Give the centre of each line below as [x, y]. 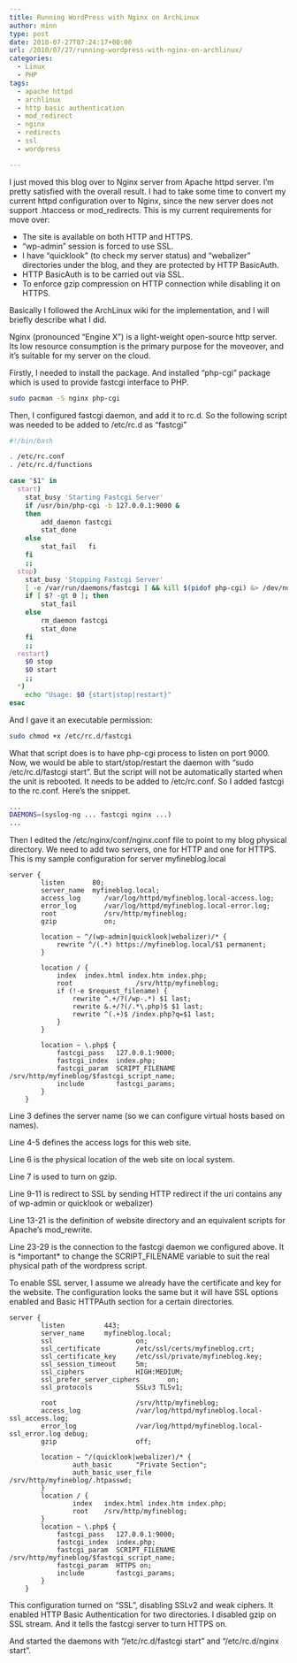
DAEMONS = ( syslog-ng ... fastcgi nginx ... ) [91, 815]
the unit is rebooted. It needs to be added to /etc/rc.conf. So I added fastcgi [147, 781]
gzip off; [96, 1442]
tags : [19, 83]
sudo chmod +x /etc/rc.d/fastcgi [71, 736]
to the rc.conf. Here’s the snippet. [70, 790]
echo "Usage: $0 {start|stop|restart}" [99, 694]
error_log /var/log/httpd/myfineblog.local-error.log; [156, 906]
